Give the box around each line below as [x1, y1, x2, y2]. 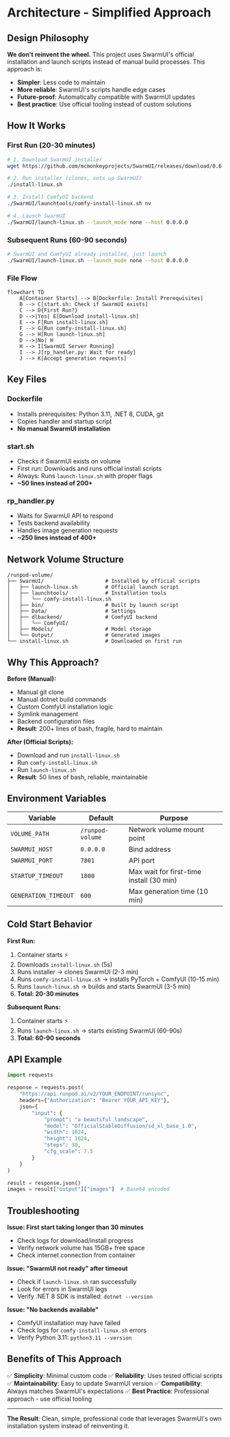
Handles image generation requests [16, 527, 118, 535]
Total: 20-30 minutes [16, 989, 79, 998]
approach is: [7, 65, 42, 73]
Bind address [129, 844, 171, 854]
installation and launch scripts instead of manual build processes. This [7, 58, 205, 66]
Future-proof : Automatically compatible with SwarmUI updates [16, 93, 196, 101]
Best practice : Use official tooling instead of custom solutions [16, 100, 192, 108]
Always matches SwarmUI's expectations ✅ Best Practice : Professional [7, 1387, 209, 1395]
